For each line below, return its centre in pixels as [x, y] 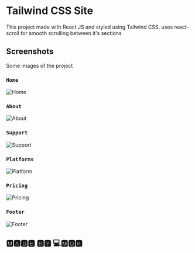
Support [17, 133]
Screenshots [30, 52]
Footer [16, 212]
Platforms [20, 159]
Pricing [17, 186]
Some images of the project [40, 65]
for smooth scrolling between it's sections [71, 33]
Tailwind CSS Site [50, 11]
